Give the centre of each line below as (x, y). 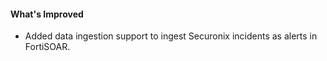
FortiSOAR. (47, 47)
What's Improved (47, 14)
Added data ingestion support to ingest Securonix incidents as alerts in (171, 36)
